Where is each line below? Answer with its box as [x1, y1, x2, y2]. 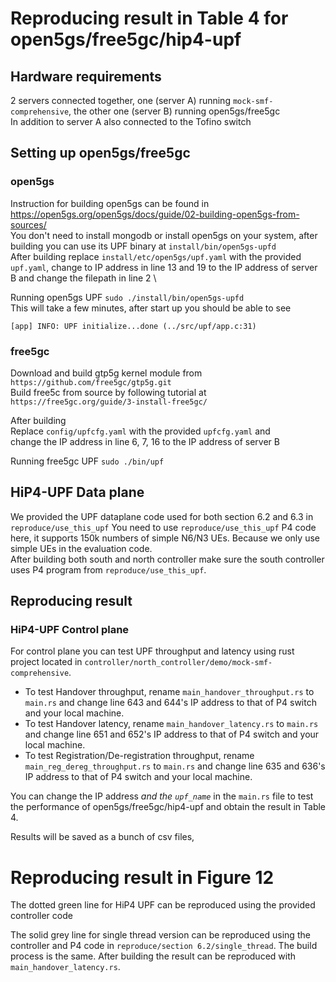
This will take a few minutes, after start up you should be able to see [10, 302, 292, 314]
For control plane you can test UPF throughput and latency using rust [10, 645, 295, 657]
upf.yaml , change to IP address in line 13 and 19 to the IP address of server [10, 261, 318, 273]
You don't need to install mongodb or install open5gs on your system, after [10, 229, 318, 241]
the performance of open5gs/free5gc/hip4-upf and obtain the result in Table [10, 801, 326, 813]
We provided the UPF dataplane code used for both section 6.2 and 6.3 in [10, 510, 314, 522]
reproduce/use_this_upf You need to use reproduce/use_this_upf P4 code [10, 521, 317, 533]
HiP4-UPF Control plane [10, 623, 130, 637]
